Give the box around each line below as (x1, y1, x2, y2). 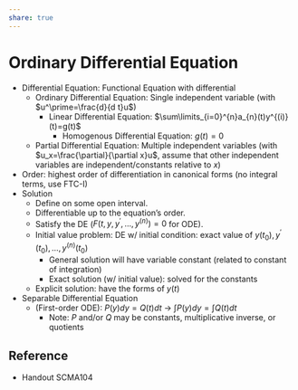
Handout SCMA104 (21, 372, 93, 383)
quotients (48, 322, 84, 333)
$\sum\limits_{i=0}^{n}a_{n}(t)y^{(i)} (154, 110, 289, 122)
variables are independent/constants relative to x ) (34, 159, 221, 170)
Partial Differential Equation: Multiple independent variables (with (34, 139, 278, 150)
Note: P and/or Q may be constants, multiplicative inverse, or (48, 312, 276, 323)
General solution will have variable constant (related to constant (48, 254, 287, 265)
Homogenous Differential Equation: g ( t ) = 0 (62, 130, 224, 141)
